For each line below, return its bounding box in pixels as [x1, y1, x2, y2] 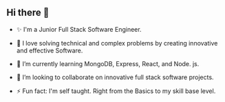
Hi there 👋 [6, 7, 50, 19]
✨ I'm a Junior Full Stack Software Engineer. [16, 25, 142, 33]
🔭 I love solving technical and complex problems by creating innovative [16, 39, 218, 47]
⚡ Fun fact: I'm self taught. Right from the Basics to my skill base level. [16, 87, 216, 95]
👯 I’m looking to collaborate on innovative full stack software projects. [16, 73, 214, 81]
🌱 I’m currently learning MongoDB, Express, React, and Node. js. [16, 59, 200, 68]
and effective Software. [16, 46, 83, 54]
